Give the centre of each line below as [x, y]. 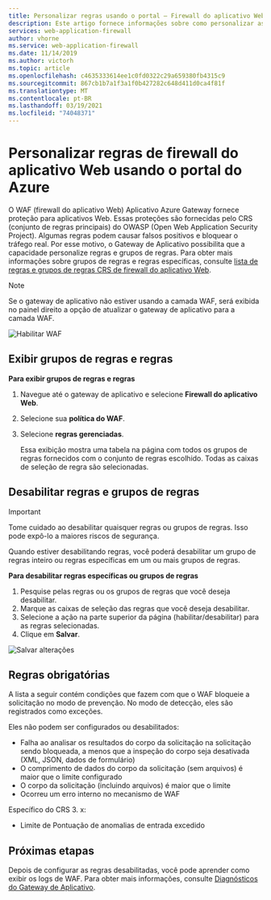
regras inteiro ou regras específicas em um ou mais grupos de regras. [124, 560]
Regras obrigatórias [59, 675]
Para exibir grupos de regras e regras [72, 378]
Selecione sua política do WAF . [72, 418]
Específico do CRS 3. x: [47, 810]
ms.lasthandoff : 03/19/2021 [56, 106]
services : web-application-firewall [70, 31]
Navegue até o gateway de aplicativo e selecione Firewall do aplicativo [139, 394]
